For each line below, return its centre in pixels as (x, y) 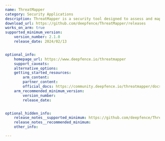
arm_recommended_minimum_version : (49, 91)
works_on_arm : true (25, 28)
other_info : (26, 127)
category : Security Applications (39, 14)
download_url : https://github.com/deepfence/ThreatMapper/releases (76, 23)
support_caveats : (32, 64)
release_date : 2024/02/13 (41, 42)
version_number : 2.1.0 (37, 37)
